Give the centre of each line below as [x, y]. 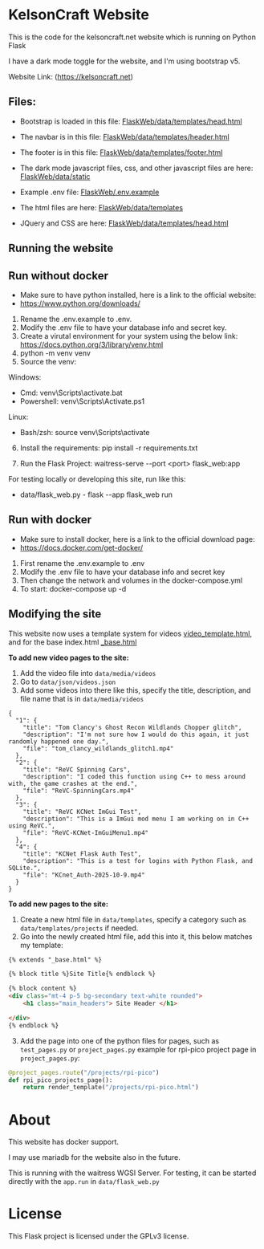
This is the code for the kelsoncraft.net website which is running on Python [132, 37]
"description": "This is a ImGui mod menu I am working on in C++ [136, 819]
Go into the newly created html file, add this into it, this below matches [136, 936]
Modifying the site [55, 614]
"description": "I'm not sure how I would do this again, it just [136, 734]
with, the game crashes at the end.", [73, 783]
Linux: [18, 417]
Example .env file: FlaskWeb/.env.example [89, 192]
